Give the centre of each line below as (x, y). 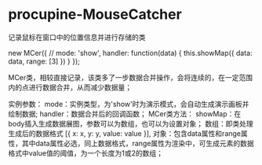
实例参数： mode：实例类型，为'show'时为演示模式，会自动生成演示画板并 (129, 104)
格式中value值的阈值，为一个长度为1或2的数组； (86, 153)
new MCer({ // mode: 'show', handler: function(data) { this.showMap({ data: (130, 53)
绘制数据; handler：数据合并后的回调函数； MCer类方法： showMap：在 (125, 114)
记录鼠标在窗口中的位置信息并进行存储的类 (77, 37)
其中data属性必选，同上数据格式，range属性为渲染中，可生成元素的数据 (138, 143)
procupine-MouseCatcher (95, 15)
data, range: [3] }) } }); (44, 61)
